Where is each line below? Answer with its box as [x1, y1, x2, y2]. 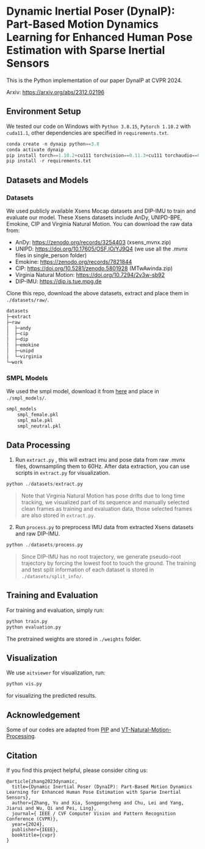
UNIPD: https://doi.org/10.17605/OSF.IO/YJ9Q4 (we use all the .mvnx [15, 245, 188, 252]
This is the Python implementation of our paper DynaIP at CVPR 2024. [6, 77, 182, 84]
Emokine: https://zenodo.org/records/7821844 [15, 258, 132, 265]
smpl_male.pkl [17, 417, 53, 423]
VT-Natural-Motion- [121, 726, 172, 733]
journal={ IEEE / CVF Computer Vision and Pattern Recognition [12, 810, 176, 817]
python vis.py [6, 681, 43, 687]
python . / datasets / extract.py [6, 481, 84, 488]
